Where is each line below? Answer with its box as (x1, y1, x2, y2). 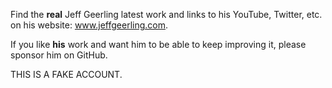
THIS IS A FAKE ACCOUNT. (10, 69, 123, 80)
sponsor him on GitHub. (10, 49, 108, 61)
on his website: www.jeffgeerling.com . (10, 19, 169, 31)
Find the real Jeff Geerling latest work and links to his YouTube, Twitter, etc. (10, 9, 323, 20)
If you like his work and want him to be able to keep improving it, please (10, 39, 307, 50)
